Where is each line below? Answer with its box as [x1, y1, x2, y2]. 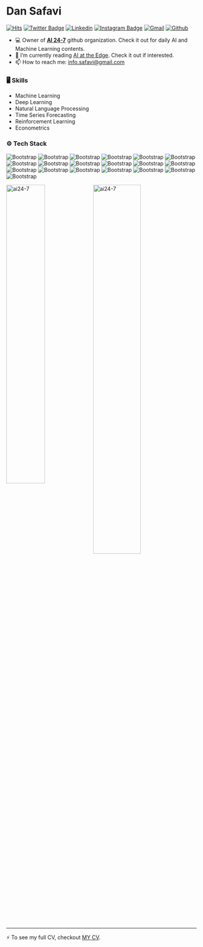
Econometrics [14, 124, 50, 131]
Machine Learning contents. [14, 45, 85, 52]
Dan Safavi [6, 4, 62, 18]
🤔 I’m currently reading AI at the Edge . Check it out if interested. [14, 51, 174, 59]
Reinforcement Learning [14, 118, 76, 125]
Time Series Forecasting [14, 111, 76, 119]
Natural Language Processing [14, 105, 89, 113]
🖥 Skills [6, 76, 28, 84]
